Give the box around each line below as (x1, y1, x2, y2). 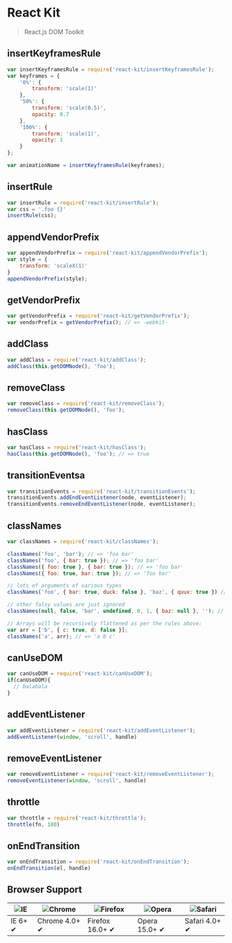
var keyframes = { (7, 72, 60, 79)
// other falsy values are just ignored (7, 601, 126, 608)
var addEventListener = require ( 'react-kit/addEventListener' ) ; (7, 727, 196, 734)
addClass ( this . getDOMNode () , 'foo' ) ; (7, 362, 116, 370)
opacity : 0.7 (32, 110, 70, 118)
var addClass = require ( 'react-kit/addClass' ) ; (7, 356, 147, 363)
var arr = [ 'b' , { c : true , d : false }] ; (7, 626, 128, 633)
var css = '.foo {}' (7, 206, 67, 213)
